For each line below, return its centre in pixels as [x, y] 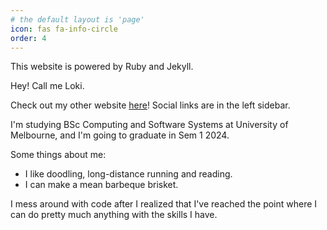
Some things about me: [58, 155]
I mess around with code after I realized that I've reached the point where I [164, 204]
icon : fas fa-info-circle [64, 29]
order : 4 [28, 38]
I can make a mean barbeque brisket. [101, 185]
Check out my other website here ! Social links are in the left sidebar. [150, 105]
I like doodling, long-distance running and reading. [128, 174]
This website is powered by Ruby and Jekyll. [102, 67]
